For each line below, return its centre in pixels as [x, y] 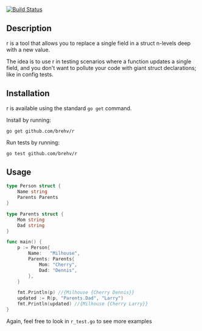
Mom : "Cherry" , [58, 265]
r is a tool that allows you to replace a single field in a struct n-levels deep [99, 43]
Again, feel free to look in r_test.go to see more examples [79, 321]
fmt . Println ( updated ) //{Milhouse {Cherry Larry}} [83, 304]
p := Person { [34, 248]
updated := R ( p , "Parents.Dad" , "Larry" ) [70, 298]
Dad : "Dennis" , [58, 270]
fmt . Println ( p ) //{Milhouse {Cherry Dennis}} [76, 293]
